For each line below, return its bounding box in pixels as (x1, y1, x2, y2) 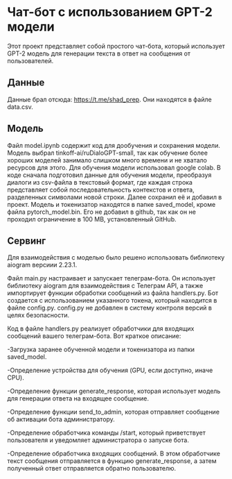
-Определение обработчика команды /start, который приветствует (7, 428, 206, 437)
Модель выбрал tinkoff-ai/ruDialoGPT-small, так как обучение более (7, 149, 208, 157)
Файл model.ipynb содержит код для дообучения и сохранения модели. (7, 141, 220, 149)
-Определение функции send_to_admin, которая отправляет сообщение (7, 407, 220, 417)
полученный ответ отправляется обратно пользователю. (7, 464, 177, 473)
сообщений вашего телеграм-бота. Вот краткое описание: (7, 332, 181, 340)
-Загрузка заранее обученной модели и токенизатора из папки (7, 345, 195, 354)
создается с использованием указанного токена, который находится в (7, 296, 217, 305)
